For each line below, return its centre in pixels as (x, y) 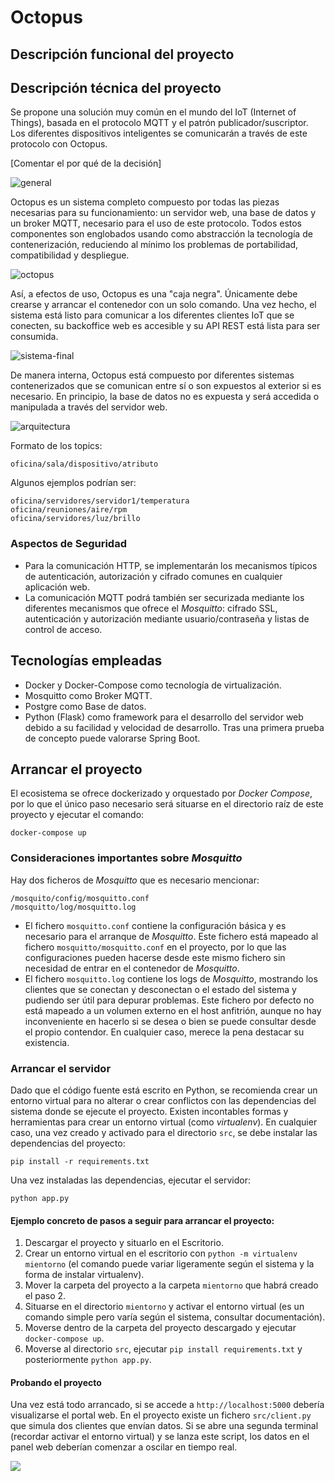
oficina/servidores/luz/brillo (75, 519)
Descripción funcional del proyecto (122, 54)
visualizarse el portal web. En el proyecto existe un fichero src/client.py (161, 1415)
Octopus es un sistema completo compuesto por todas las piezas (145, 202)
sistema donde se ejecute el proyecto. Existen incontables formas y (149, 1111)
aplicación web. (57, 587)
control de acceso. (63, 629)
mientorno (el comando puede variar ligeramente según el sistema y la (169, 1264)
